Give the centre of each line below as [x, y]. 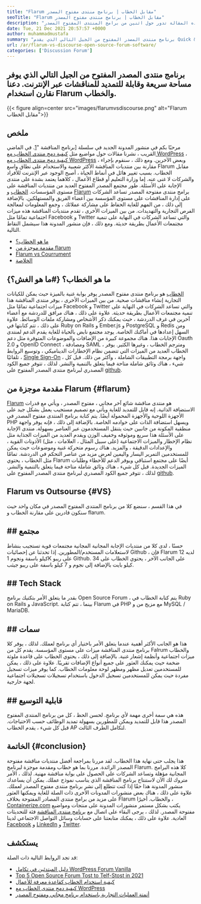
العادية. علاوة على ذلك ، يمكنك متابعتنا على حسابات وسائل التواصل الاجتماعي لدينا [97, 818]
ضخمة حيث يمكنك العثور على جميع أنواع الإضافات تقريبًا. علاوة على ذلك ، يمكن [93, 663]
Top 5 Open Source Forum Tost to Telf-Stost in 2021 [79, 875]
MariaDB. [18, 611]
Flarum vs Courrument [43, 254]
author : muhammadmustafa [38, 34]
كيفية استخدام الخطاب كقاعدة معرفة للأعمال [65, 881]
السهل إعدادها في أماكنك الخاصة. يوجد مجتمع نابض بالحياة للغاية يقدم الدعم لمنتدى [98, 332]
